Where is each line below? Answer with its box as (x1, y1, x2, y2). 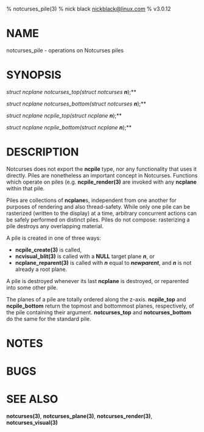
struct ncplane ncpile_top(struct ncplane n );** (6, 112, 122, 119)
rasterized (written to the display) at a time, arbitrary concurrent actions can (6, 209, 197, 217)
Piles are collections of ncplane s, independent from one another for (6, 196, 177, 204)
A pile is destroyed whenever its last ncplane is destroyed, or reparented (6, 277, 189, 284)
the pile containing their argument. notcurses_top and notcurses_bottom (6, 308, 192, 316)
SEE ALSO (6, 392, 58, 406)
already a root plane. (15, 265, 68, 273)
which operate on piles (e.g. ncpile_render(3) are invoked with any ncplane (6, 178, 197, 185)
